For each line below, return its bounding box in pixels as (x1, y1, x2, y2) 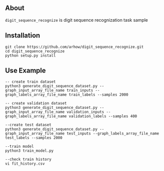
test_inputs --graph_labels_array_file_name (66, 131, 160, 136)
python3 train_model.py (5, 148, 54, 153)
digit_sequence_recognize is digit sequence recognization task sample (5, 17, 148, 23)
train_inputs (66, 88, 93, 93)
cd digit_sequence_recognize (5, 49, 65, 54)
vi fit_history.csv (5, 161, 45, 167)
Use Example (5, 67, 46, 75)
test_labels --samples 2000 (5, 136, 63, 140)
